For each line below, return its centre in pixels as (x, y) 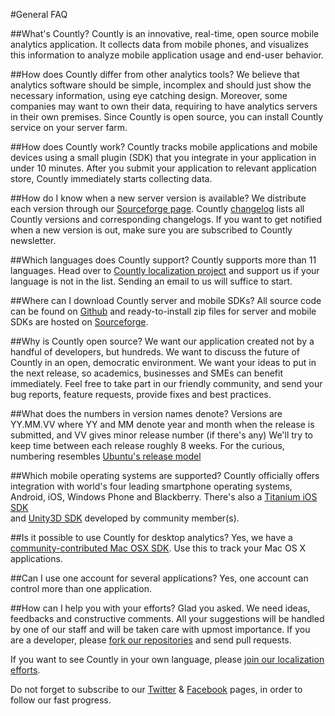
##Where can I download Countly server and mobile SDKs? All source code (166, 300)
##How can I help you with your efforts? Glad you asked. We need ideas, (160, 608)
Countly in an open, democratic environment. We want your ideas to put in (163, 362)
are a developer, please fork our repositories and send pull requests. (151, 640)
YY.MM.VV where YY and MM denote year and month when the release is (162, 424)
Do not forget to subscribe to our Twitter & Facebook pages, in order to (156, 689)
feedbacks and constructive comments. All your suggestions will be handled (167, 618)
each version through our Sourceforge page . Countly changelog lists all (157, 208)
